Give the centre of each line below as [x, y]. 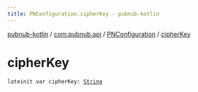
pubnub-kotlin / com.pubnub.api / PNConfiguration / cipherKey [99, 34]
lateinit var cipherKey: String [55, 81]
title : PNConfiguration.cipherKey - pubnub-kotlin [83, 14]
